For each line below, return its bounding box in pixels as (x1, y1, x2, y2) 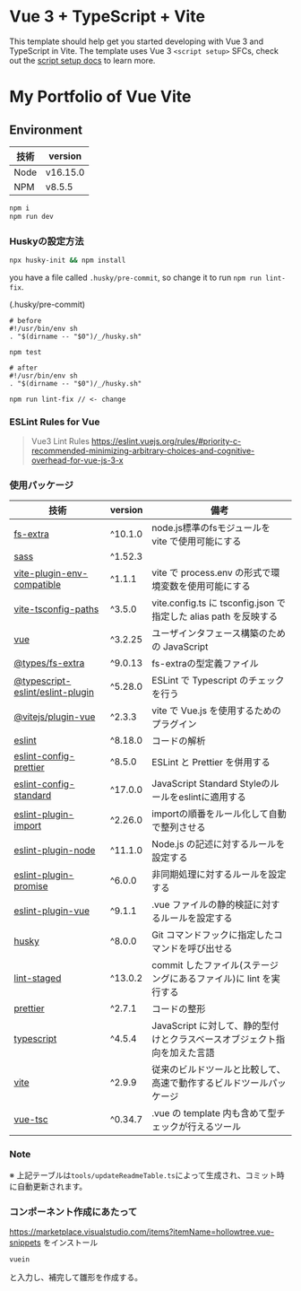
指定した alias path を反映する (151, 610, 278, 623)
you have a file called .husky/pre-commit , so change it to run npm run (9, 272, 262, 283)
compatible (13, 579, 61, 591)
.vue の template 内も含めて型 (151, 1107, 277, 1120)
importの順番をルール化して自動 (151, 807, 287, 820)
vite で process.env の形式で (151, 567, 271, 580)
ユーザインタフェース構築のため (151, 627, 287, 640)
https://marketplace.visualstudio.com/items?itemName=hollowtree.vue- (9, 1226, 275, 1237)
